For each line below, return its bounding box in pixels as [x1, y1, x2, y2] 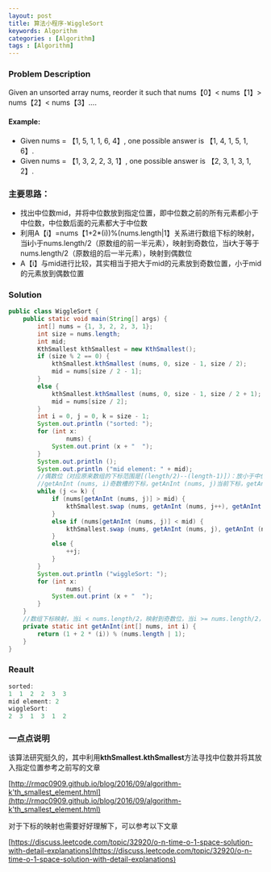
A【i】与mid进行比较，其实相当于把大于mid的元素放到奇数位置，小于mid [19, 258, 262, 268]
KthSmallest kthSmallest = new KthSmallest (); [37, 344, 197, 353]
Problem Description [8, 69, 91, 80]
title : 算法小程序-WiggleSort [8, 19, 104, 27]
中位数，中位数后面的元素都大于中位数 [19, 218, 148, 227]
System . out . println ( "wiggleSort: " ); [37, 570, 168, 578]
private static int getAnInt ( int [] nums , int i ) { [23, 622, 197, 630]
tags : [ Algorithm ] [8, 42, 74, 50]
